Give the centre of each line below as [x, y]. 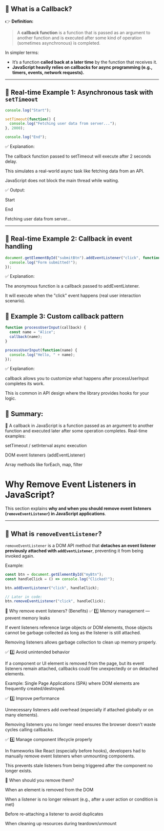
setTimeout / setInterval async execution [46, 446]
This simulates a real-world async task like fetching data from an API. [75, 171]
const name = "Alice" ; [32, 332]
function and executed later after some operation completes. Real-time [76, 431]
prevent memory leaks [28, 618]
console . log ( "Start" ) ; [28, 110]
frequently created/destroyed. [35, 689]
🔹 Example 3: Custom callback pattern [64, 316]
